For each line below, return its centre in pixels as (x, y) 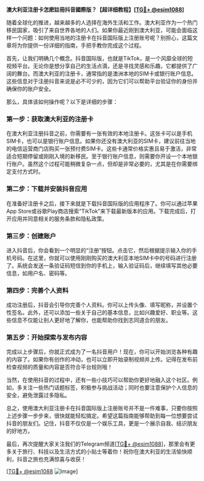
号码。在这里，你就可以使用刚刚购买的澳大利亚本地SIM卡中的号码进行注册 (104, 258)
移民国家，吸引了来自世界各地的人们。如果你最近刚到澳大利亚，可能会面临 (99, 30)
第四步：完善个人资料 (37, 290)
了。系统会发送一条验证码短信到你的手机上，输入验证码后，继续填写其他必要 (102, 265)
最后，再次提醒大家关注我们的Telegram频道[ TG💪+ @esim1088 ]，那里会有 (98, 444)
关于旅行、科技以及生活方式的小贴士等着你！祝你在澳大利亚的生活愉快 (99, 452)
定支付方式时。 (25, 172)
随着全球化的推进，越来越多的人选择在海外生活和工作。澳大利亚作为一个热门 (102, 23)
